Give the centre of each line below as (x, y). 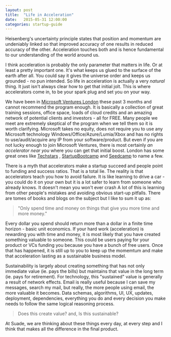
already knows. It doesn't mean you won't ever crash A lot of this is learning (85, 188)
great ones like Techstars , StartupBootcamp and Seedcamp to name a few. (84, 156)
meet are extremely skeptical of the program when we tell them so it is (79, 123)
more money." (32, 214)
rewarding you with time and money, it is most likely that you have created (83, 235)
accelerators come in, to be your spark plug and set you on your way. (78, 92)
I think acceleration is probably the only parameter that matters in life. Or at (84, 65)
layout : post (19, 10)
